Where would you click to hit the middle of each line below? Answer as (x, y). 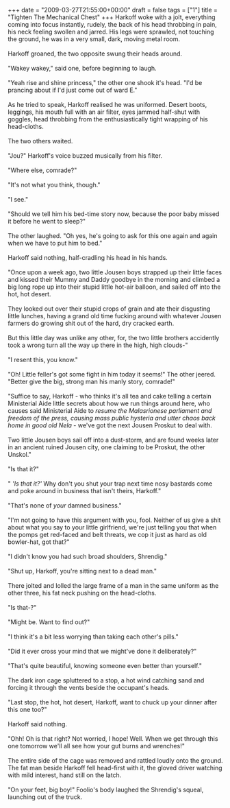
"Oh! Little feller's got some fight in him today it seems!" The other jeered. (112, 374)
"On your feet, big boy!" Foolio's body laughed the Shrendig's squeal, (106, 789)
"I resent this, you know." (43, 360)
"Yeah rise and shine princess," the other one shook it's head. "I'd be (105, 83)
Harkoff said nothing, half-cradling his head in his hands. (88, 258)
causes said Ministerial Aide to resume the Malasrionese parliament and (110, 411)
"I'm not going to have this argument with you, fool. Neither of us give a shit (114, 520)
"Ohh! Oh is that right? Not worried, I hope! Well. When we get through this (113, 739)
